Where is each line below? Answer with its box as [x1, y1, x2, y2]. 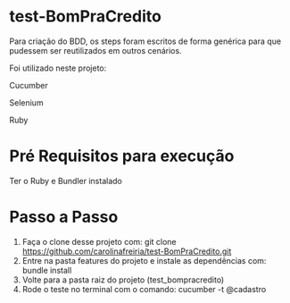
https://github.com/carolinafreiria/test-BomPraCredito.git [21, 246, 232, 257]
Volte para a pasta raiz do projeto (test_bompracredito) [21, 274, 225, 285]
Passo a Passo [9, 207, 119, 227]
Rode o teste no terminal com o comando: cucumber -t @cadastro [21, 283, 267, 294]
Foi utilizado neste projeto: [9, 63, 107, 73]
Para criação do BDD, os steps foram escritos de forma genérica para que [9, 36, 282, 46]
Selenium [9, 97, 44, 108]
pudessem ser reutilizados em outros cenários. [9, 45, 182, 55]
